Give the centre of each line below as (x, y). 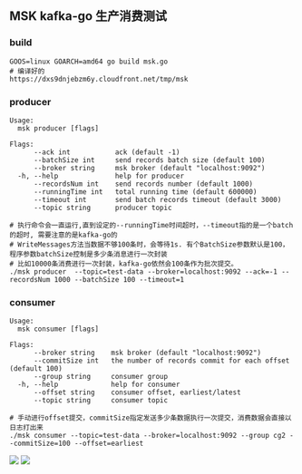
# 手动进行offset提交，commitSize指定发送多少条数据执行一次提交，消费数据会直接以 (151, 418)
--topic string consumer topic (101, 401)
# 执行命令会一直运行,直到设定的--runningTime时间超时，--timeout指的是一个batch (151, 225)
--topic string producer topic (102, 208)
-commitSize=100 (40, 444)
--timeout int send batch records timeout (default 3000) (157, 199)
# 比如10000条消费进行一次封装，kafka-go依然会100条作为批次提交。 (124, 264)
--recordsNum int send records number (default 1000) (143, 184)
